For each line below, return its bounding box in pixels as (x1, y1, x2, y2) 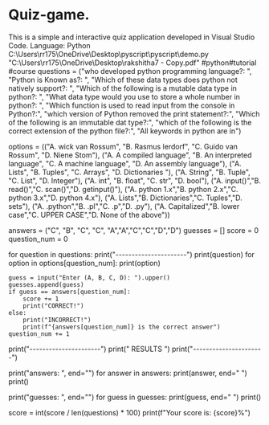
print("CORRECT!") (22, 301, 84, 310)
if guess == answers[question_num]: (8, 288, 131, 296)
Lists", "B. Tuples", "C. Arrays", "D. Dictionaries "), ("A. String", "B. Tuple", (8, 167, 251, 177)
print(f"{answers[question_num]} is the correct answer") (22, 323, 221, 331)
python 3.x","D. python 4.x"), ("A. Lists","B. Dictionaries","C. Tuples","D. (8, 193, 243, 202)
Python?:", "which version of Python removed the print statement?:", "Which (8, 108, 260, 118)
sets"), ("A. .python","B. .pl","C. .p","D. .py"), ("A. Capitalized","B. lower (8, 201, 240, 210)
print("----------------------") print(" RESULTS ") (8, 344, 170, 353)
